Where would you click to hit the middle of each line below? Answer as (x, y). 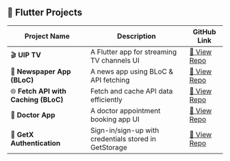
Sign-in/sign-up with (125, 130)
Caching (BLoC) (37, 100)
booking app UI (115, 119)
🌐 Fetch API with (38, 91)
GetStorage (109, 147)
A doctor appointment (125, 111)
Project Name (47, 36)
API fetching (110, 80)
